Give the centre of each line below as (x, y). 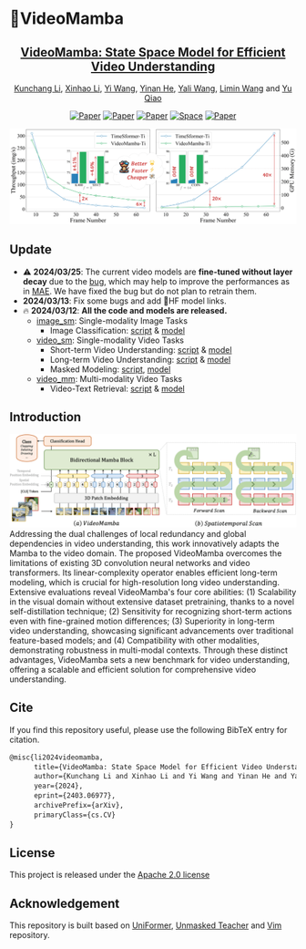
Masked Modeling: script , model (110, 369)
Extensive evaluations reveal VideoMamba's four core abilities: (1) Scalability (153, 592)
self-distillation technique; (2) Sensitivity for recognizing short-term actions (151, 611)
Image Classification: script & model (117, 330)
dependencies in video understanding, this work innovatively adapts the (144, 543)
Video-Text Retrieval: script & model (117, 388)
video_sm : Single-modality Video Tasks (110, 340)
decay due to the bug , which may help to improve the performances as (156, 281)
